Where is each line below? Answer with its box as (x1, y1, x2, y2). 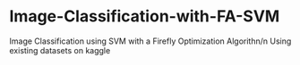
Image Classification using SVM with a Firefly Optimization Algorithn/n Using (9, 36, 292, 46)
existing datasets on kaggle (9, 45, 111, 55)
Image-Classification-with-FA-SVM (9, 6, 280, 27)
